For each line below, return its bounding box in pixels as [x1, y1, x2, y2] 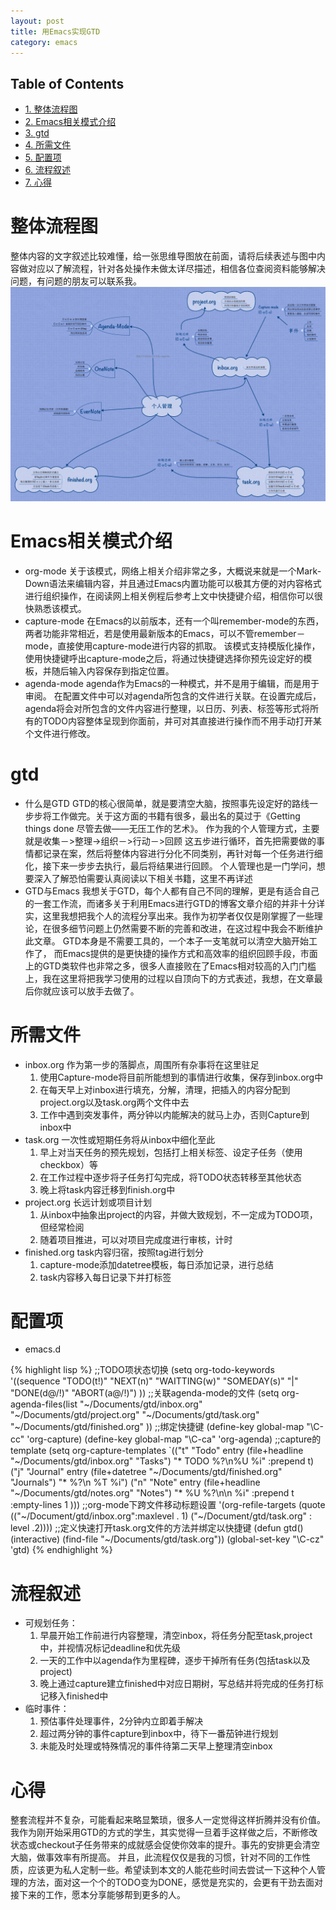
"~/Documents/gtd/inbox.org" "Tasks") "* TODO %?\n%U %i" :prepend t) [10, 1455, 315, 1467]
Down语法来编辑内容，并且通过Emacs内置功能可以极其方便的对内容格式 [24, 577, 322, 589]
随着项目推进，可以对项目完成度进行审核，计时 [39, 1233, 233, 1245]
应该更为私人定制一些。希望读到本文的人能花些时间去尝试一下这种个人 [27, 1864, 317, 1876]
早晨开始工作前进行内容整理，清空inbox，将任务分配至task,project [39, 1630, 313, 1642]
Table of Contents [10, 75, 125, 92]
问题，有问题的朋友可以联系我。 [10, 275, 142, 287]
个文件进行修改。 [24, 727, 96, 739]
